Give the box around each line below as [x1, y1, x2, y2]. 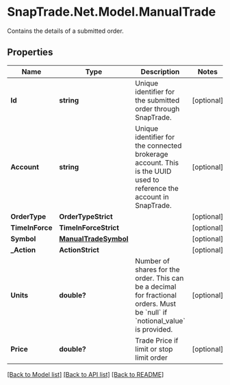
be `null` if [135, 307, 168, 317]
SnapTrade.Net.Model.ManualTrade [7, 4, 216, 20]
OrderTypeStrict [59, 211, 113, 221]
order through [135, 104, 180, 114]
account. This [135, 158, 179, 168]
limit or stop [135, 344, 173, 354]
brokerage [135, 149, 169, 159]
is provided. [135, 324, 173, 334]
